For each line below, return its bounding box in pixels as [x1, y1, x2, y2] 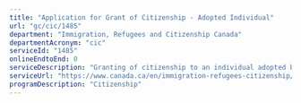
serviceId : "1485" [9, 47, 78, 56]
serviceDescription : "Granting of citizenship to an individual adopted [9, 64, 287, 73]
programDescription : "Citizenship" [9, 80, 142, 89]
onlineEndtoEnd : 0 [9, 55, 78, 64]
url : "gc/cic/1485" [9, 21, 82, 30]
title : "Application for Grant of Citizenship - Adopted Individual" [9, 13, 275, 22]
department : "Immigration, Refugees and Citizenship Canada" [9, 30, 243, 39]
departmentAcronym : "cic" [9, 38, 106, 47]
